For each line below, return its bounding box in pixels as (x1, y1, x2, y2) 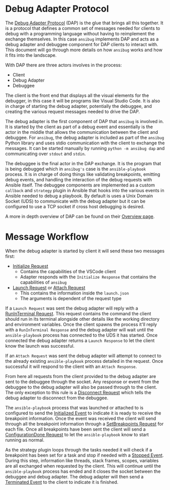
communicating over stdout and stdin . (5, 150, 86, 157)
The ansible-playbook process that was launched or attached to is (5, 404, 144, 410)
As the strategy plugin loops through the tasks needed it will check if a (5, 446, 152, 453)
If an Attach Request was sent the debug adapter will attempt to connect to (5, 353, 162, 359)
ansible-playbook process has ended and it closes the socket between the (5, 468, 161, 474)
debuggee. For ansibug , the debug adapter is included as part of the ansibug (5, 134, 164, 140)
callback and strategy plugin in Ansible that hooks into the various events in (5, 187, 164, 193)
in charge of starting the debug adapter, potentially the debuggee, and (5, 103, 152, 109)
